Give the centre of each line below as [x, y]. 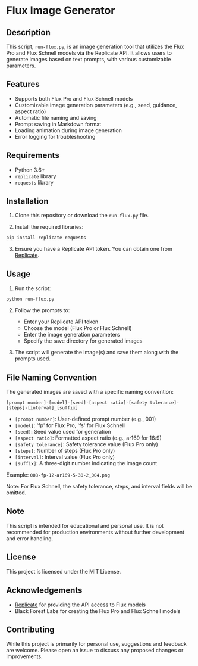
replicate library [35, 176]
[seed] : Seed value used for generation [63, 432]
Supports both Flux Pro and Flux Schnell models [74, 98]
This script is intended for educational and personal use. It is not [85, 525]
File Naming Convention [51, 377]
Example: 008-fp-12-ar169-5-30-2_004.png [58, 475]
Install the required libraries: [49, 227]
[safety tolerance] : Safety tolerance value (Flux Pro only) [87, 444]
